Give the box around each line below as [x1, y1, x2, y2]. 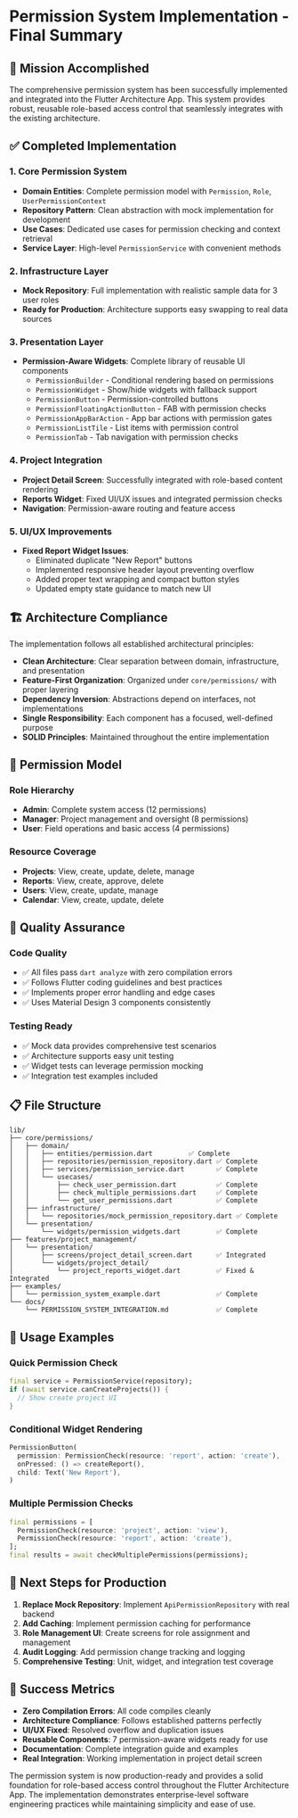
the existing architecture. [9, 113, 101, 123]
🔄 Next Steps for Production [9, 1575, 167, 1591]
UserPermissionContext [21, 196, 107, 206]
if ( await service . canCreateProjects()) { [9, 1385, 169, 1394]
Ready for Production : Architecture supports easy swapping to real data [21, 303, 289, 314]
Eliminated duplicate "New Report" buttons [35, 555, 193, 566]
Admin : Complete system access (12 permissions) [21, 805, 207, 815]
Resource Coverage [9, 846, 97, 858]
